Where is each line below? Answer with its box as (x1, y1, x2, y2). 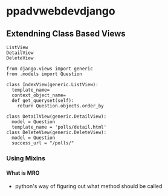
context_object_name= (11, 92, 66, 98)
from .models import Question (6, 71, 83, 77)
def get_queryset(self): (11, 98, 74, 104)
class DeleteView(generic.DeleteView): (6, 129, 107, 135)
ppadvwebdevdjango (6, 4, 116, 18)
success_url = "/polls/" (11, 140, 74, 146)
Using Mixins (6, 154, 45, 162)
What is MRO (6, 169, 40, 177)
